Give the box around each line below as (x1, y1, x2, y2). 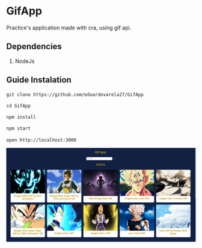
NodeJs (14, 57, 35, 64)
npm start (6, 125, 31, 132)
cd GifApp (6, 103, 31, 109)
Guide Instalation (6, 75, 72, 85)
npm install (6, 114, 36, 120)
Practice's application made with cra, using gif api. (6, 24, 132, 31)
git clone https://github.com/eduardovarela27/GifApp (6, 91, 144, 97)
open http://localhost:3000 (6, 137, 77, 143)
